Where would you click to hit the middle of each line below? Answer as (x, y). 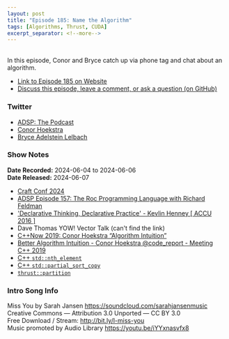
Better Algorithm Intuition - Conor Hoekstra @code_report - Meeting (115, 243)
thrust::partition (44, 273)
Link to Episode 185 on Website (62, 82)
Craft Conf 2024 (41, 191)
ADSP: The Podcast (46, 122)
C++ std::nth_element (49, 257)
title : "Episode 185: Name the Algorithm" (70, 20)
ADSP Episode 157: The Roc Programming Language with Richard (111, 198)
